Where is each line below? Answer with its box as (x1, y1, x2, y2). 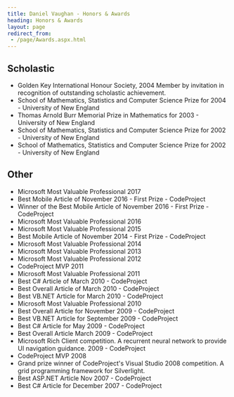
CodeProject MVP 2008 (17, 351, 86, 360)
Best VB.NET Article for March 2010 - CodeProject (17, 292, 164, 300)
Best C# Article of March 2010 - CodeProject (17, 277, 148, 285)
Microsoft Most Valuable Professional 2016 (17, 217, 142, 226)
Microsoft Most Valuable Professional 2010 (17, 299, 142, 308)
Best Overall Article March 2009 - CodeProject (17, 329, 153, 337)
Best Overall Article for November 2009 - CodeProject (17, 306, 175, 315)
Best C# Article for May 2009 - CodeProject (17, 321, 145, 330)
